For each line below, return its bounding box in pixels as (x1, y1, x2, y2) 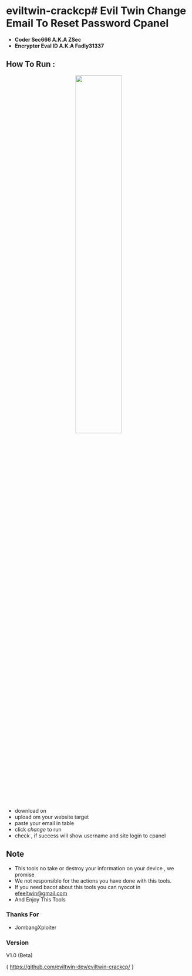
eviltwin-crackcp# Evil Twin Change (6, 4, 187, 18)
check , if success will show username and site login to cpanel (14, 832, 166, 839)
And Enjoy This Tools (14, 896, 66, 903)
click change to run (14, 826, 62, 833)
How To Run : (6, 59, 56, 69)
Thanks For (6, 910, 39, 918)
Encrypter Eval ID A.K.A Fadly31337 (14, 42, 105, 49)
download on (14, 807, 47, 814)
